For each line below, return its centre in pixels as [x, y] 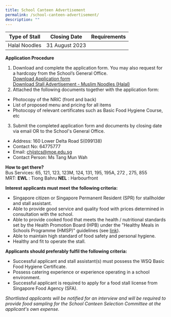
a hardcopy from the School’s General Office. [60, 73]
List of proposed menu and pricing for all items [62, 105]
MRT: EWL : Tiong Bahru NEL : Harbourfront [52, 178]
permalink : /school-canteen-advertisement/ [52, 15]
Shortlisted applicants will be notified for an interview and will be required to [86, 298]
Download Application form [41, 79]
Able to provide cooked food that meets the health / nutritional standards [89, 220]
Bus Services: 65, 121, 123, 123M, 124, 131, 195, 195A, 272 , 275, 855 [76, 173]
